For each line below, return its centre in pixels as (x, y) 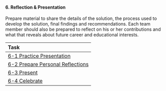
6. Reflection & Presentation (36, 7)
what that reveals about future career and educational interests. (72, 35)
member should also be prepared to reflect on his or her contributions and (83, 29)
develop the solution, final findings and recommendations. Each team (78, 24)
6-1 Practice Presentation (39, 56)
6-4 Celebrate (25, 81)
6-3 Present (23, 73)
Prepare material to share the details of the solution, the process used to (81, 18)
